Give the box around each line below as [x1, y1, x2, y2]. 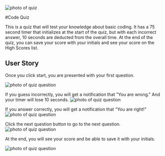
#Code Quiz [5, 14, 30, 20]
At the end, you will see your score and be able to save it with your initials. [5, 136, 156, 142]
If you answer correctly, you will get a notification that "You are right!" [5, 106, 147, 112]
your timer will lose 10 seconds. [5, 96, 69, 103]
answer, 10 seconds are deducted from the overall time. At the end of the [5, 35, 153, 40]
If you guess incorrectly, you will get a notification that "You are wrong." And [5, 91, 160, 97]
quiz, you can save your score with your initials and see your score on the [5, 39, 155, 45]
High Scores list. [5, 45, 38, 51]
